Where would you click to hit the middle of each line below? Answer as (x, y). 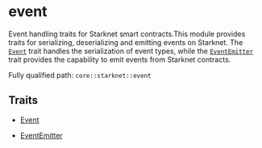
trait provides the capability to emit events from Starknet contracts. (120, 60)
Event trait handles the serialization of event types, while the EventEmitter (131, 51)
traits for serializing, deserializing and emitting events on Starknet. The (126, 42)
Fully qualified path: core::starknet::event (80, 75)
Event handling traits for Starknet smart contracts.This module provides (127, 34)
